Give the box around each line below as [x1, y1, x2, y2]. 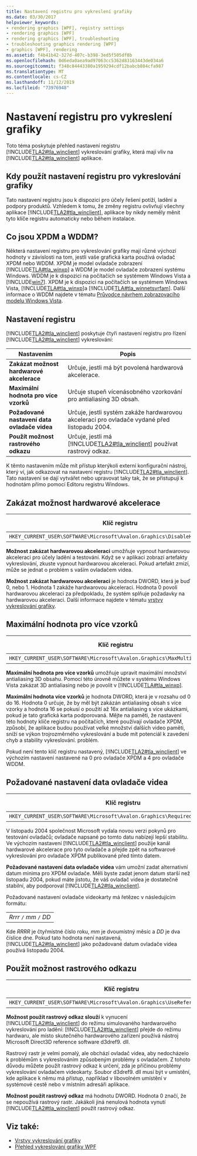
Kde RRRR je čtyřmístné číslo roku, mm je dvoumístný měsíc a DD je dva [6, 928, 181, 935]
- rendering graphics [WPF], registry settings [6, 25, 125, 31]
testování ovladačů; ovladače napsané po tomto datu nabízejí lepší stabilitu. [6, 833, 189, 840]
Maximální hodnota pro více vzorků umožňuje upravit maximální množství [6, 669, 186, 676]
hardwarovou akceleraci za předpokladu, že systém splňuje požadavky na [6, 590, 185, 597]
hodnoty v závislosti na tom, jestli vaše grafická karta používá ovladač [6, 253, 175, 261]
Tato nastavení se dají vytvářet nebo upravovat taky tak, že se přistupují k [6, 474, 184, 482]
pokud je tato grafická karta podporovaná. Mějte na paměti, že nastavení [6, 711, 182, 718]
